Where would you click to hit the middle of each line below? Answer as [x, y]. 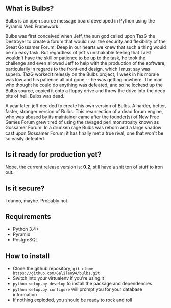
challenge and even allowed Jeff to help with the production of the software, [86, 63]
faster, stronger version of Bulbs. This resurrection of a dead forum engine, [84, 111]
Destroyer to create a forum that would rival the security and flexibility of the [86, 41]
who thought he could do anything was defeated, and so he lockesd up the [84, 85]
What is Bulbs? [30, 8]
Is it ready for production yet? [53, 155]
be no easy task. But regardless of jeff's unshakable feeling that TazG [78, 52]
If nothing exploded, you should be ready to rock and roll [72, 300]
